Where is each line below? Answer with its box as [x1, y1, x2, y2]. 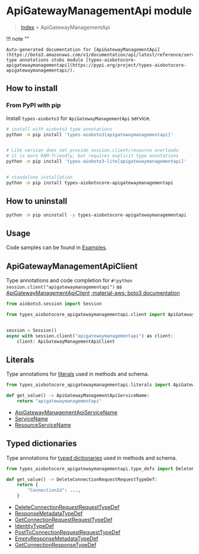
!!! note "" [6, 35, 30, 42]
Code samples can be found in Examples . [6, 244, 108, 251]
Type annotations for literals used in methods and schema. [6, 371, 149, 378]
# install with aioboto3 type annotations [6, 126, 113, 132]
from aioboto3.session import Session [6, 301, 102, 307]
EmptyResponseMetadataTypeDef [14, 535, 99, 542]
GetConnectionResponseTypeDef [14, 542, 97, 549]
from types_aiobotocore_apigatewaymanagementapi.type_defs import [6, 466, 174, 472]
